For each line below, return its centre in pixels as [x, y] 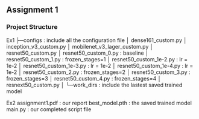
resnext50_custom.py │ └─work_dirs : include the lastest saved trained [94, 85]
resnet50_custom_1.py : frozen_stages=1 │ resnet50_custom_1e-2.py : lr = [97, 59]
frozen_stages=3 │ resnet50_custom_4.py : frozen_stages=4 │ [84, 78]
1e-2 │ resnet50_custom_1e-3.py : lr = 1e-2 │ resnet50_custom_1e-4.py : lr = [100, 66]
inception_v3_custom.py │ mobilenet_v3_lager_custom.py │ [80, 46]
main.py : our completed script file [49, 109]
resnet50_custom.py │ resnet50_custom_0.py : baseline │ [77, 53]
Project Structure [32, 27]
